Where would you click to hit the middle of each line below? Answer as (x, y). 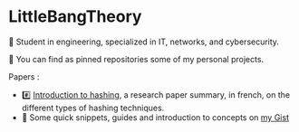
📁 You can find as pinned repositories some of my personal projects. (136, 59)
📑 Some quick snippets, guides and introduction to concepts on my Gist (155, 117)
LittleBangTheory (75, 17)
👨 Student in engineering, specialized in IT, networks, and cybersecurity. (144, 42)
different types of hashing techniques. (93, 108)
